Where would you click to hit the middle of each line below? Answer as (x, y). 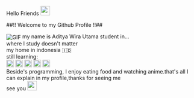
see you (16, 88)
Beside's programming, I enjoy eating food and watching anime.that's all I (97, 71)
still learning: (22, 56)
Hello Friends (23, 13)
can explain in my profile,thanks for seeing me (64, 78)
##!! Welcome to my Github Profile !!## (55, 25)
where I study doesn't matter (42, 43)
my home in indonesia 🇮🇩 (39, 50)
